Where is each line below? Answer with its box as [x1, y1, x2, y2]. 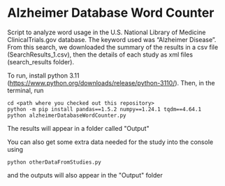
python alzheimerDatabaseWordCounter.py [7, 112, 127, 119]
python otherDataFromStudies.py [7, 159, 101, 166]
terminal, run [7, 86, 44, 94]
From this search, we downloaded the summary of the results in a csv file [7, 43, 219, 51]
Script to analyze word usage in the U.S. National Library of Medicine [7, 28, 206, 36]
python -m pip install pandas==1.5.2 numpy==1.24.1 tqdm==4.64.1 [7, 106, 201, 113]
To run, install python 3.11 [7, 71, 80, 80]
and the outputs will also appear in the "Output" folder [7, 171, 163, 179]
